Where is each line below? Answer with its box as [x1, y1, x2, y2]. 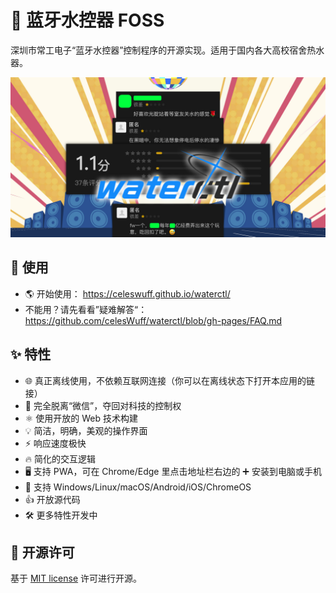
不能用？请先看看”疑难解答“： [24, 303, 148, 315]
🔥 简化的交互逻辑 [24, 452, 97, 465]
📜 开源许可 [10, 544, 75, 561]
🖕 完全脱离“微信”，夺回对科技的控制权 [24, 399, 182, 411]
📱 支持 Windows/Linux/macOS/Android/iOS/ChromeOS [24, 481, 252, 493]
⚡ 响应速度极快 [24, 437, 87, 449]
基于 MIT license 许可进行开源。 [10, 572, 143, 585]
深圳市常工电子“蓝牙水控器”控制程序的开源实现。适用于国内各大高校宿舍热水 [10, 44, 325, 56]
